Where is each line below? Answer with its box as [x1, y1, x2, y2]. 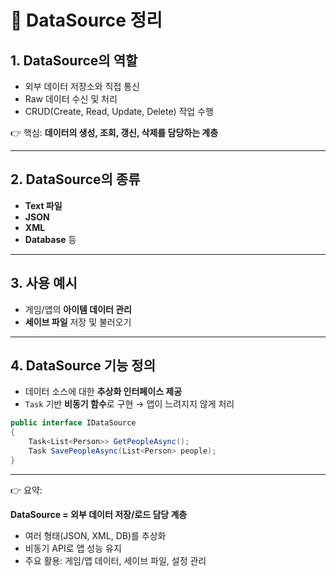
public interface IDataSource [10, 418, 137, 428]
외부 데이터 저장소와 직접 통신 [24, 81, 140, 92]
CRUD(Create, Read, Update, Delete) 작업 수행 [24, 106, 214, 117]
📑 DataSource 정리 [10, 9, 163, 32]
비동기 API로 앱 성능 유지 [24, 542, 122, 554]
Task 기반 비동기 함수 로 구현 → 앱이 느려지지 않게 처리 [24, 398, 235, 410]
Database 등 [24, 233, 77, 245]
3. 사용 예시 [10, 275, 78, 292]
